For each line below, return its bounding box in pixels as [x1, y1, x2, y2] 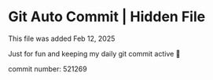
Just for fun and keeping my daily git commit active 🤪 [8, 49, 181, 58]
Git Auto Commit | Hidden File [8, 8, 206, 26]
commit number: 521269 [8, 64, 88, 74]
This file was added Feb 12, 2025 [8, 34, 116, 43]
